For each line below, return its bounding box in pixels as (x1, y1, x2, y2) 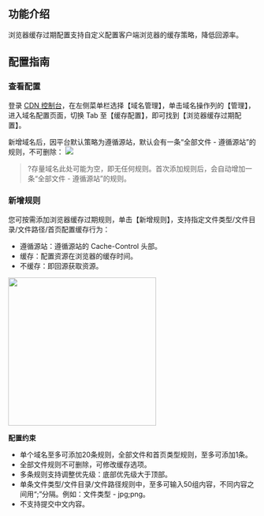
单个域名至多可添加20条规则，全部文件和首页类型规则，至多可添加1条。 (19, 450, 252, 459)
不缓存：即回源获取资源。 (19, 261, 103, 270)
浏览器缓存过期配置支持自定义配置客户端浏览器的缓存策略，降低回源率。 (8, 30, 243, 40)
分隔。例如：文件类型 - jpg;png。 (42, 489, 150, 499)
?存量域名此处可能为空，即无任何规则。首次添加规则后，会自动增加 (27, 164, 246, 173)
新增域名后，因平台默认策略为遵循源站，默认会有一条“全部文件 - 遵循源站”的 (8, 137, 256, 146)
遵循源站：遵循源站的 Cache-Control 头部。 (19, 241, 162, 250)
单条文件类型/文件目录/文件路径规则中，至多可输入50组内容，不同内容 (19, 479, 248, 488)
